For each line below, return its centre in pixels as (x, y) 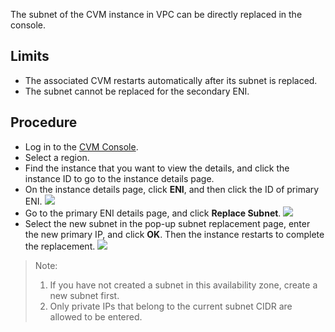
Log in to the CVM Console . (81, 146)
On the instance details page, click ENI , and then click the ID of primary (172, 189)
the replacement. (60, 246)
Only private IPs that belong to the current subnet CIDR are (171, 306)
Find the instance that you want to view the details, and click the (157, 168)
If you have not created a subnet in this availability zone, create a (183, 285)
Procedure (44, 122)
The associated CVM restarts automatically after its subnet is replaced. (171, 80)
